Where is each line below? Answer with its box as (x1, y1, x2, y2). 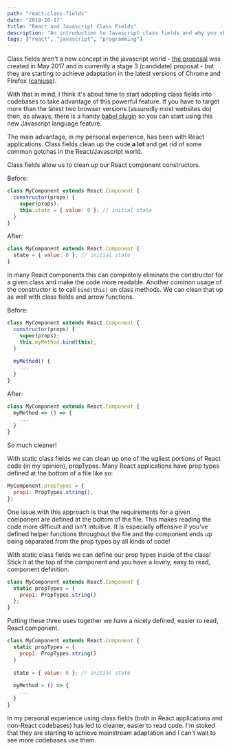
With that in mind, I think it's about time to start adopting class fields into (7, 90, 212, 99)
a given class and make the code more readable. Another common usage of (7, 278, 222, 286)
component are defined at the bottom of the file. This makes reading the (7, 515, 212, 523)
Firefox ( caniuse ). (7, 77, 57, 85)
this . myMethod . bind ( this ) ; (19, 339, 97, 346)
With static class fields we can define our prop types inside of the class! (7, 550, 211, 559)
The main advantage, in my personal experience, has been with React (7, 132, 205, 141)
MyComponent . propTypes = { (7, 482, 85, 490)
